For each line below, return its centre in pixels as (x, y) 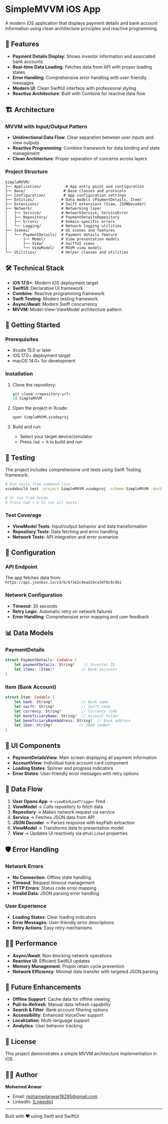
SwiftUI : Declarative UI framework (48, 288)
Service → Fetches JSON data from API (53, 817)
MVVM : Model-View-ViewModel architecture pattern (67, 309)
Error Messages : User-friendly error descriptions (63, 922)
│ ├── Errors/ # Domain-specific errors (60, 221)
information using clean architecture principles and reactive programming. (82, 28)
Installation (19, 374)
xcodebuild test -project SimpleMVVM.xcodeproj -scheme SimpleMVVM (77, 489)
